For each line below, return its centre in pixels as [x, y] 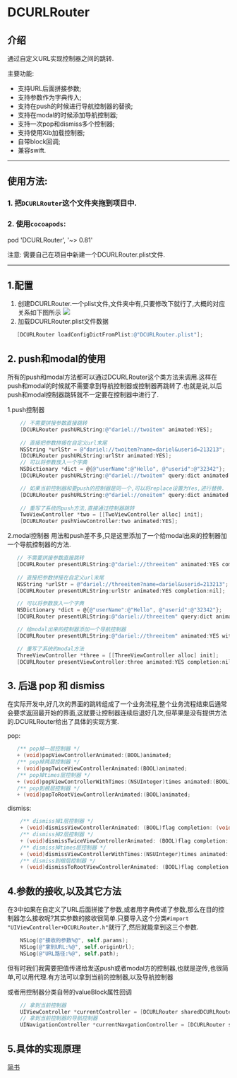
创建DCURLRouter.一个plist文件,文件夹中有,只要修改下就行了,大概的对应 [121, 304]
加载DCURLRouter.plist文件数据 [63, 322]
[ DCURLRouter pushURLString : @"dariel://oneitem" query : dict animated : [126, 495]
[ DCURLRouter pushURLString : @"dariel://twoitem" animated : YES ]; [116, 429]
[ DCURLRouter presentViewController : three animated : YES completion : [119, 662]
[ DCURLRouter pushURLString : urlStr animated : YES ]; [96, 456]
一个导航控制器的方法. [39, 544]
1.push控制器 [26, 410]
